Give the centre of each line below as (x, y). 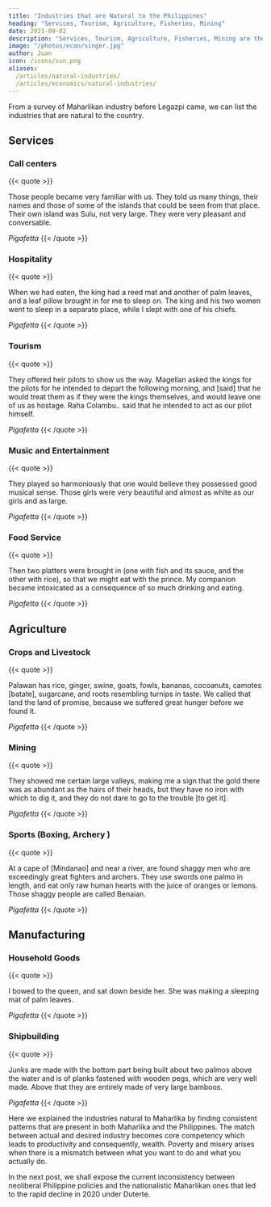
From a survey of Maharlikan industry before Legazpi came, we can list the (133, 107)
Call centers (33, 163)
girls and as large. (38, 501)
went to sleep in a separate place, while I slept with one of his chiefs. (123, 310)
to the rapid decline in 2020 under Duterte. (79, 1194)
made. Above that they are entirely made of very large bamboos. (116, 1087)
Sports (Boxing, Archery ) (59, 835)
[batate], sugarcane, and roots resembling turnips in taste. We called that (130, 694)
